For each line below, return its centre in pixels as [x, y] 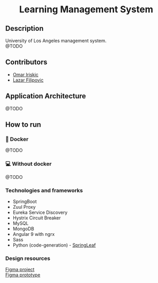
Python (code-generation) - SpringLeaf [54, 245]
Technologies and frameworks [44, 190]
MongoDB [23, 229]
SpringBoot [25, 201]
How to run [23, 125]
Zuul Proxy [24, 207]
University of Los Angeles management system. [56, 41]
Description [24, 28]
